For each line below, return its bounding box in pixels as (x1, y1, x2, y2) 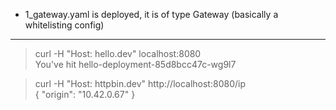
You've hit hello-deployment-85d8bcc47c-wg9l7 (34, 59, 237, 70)
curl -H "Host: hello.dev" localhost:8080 (34, 48, 202, 59)
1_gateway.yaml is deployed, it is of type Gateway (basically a (24, 9, 279, 20)
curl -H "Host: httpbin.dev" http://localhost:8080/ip (34, 78, 246, 89)
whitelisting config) (24, 19, 105, 31)
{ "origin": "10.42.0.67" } (34, 89, 136, 100)
